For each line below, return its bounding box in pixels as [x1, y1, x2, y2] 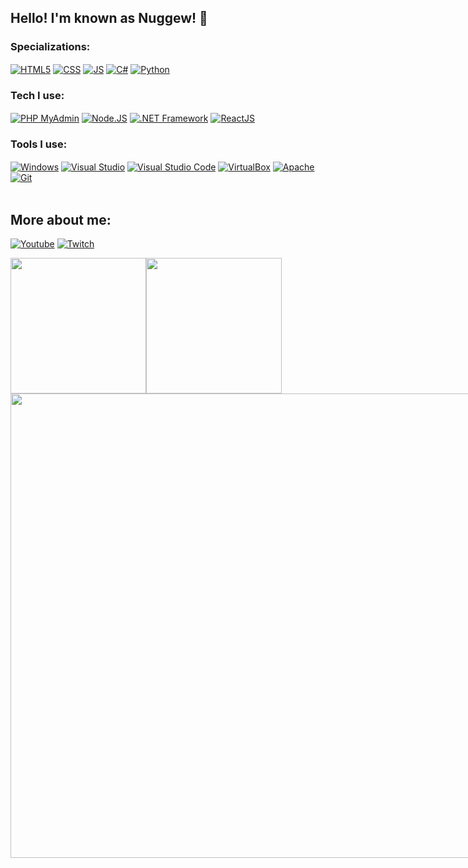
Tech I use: [10, 89, 65, 103]
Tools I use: [10, 137, 68, 151]
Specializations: [10, 40, 91, 54]
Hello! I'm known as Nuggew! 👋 [10, 10, 208, 27]
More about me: [10, 211, 112, 228]
